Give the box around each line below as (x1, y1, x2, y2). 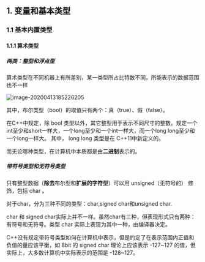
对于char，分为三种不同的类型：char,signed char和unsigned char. (6, 200, 173, 207)
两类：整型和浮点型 (6, 57, 55, 64)
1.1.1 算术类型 (6, 42, 39, 49)
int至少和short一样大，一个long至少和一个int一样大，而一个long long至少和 (6, 127, 195, 134)
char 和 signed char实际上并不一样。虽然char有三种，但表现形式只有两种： (6, 213, 196, 220)
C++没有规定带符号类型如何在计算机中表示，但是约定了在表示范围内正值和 (6, 233, 195, 241)
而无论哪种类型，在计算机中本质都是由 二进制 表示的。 (6, 148, 141, 155)
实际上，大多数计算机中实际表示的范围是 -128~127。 (6, 249, 139, 256)
